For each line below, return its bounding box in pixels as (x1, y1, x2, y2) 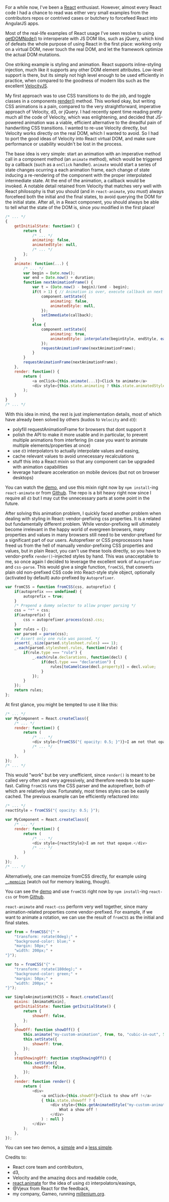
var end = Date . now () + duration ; (23, 275, 96, 280)
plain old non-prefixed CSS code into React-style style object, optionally (5, 569, 155, 575)
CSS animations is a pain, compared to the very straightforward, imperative (5, 104, 161, 109)
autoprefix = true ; (23, 593, 64, 599)
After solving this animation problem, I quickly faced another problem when (5, 510, 161, 516)
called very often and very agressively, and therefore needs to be (5, 777, 141, 783)
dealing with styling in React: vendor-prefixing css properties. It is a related (5, 515, 161, 522)
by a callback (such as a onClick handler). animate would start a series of (5, 162, 157, 167)
